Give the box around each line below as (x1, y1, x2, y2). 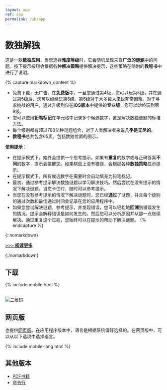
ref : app (5, 12, 23, 17)
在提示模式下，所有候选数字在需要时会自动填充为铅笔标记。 (12, 173, 135, 180)
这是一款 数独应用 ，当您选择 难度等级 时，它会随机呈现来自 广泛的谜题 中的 (5, 57, 153, 63)
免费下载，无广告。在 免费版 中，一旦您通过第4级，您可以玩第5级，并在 (12, 90, 158, 96)
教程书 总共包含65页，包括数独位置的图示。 (12, 133, 101, 140)
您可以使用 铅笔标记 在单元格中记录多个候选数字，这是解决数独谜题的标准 (12, 115, 161, 121)
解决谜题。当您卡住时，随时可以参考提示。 (21, 186, 108, 192)
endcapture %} (12, 222, 44, 228)
